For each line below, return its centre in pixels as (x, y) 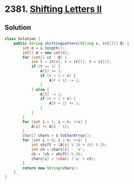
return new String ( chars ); (50, 168)
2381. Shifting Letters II (53, 9)
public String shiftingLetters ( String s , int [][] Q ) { (71, 43)
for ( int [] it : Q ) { (45, 57)
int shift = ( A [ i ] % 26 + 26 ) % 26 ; (69, 145)
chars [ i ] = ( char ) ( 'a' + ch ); (64, 159)
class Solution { (23, 39)
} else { (40, 90)
